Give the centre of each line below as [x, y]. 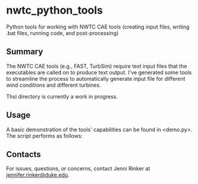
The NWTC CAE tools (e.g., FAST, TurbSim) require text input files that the [97, 66]
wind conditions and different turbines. [54, 85]
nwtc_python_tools [54, 10]
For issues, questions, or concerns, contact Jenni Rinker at [78, 169]
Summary [25, 52]
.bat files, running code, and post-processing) [62, 33]
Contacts [24, 154]
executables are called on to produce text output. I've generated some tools [99, 72]
